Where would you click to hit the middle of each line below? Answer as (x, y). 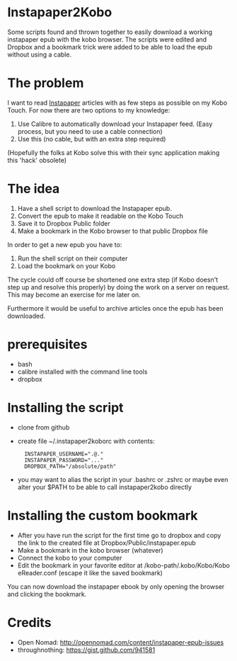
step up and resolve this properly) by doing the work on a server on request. (118, 287)
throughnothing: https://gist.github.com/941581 (86, 650)
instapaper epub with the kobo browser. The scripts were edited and (107, 39)
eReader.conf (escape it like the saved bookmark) (90, 573)
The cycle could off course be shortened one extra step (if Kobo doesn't (113, 280)
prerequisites (47, 345)
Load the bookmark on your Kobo (67, 265)
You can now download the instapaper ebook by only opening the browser (116, 586)
